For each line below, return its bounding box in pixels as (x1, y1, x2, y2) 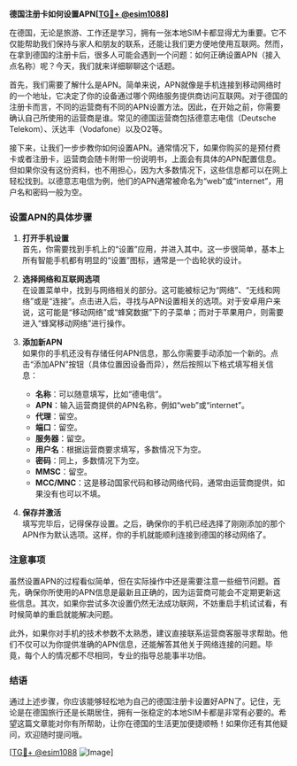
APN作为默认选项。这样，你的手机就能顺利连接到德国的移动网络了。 (21, 530, 271, 540)
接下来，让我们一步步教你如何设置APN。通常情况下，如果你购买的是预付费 (9, 143, 281, 153)
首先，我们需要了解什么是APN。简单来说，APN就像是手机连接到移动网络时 (9, 80, 282, 89)
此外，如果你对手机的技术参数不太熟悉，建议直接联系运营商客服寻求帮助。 (9, 628, 280, 638)
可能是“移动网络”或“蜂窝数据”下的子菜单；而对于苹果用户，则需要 (45, 307, 285, 318)
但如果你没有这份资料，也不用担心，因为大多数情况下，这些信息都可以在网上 (9, 165, 288, 175)
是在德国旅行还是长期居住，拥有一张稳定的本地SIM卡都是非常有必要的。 (16, 707, 279, 717)
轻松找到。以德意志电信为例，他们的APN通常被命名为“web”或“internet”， (9, 176, 277, 186)
